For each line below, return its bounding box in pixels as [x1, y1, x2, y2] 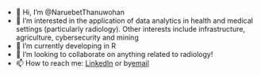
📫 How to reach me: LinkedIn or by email [15, 59, 149, 67]
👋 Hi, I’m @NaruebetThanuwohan [15, 8, 125, 17]
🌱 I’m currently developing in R [15, 41, 117, 51]
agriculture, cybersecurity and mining [15, 32, 139, 42]
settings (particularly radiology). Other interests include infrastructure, [15, 25, 246, 33]
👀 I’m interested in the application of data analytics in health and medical [15, 16, 254, 25]
